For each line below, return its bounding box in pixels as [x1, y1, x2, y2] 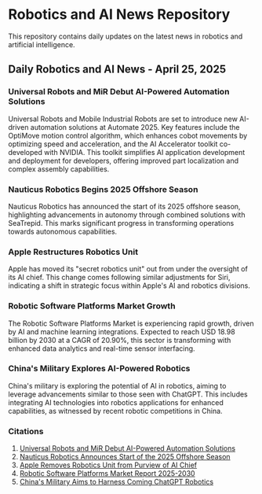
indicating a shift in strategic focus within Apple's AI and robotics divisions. [8, 281, 251, 290]
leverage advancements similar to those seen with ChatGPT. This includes [8, 389, 249, 399]
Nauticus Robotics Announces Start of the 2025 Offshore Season [19, 452, 231, 462]
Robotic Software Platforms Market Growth [8, 300, 176, 312]
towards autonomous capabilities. [8, 227, 118, 236]
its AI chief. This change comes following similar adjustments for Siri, [8, 273, 231, 282]
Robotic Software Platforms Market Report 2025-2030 [19, 469, 195, 478]
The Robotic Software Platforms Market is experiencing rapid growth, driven [8, 319, 254, 328]
